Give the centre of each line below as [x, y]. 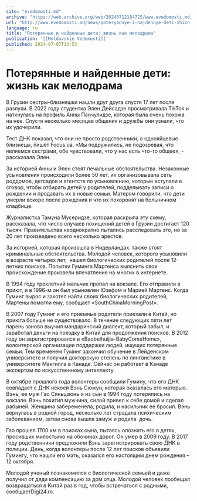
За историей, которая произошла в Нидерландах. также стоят [84, 247]
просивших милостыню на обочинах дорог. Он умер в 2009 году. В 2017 [97, 436]
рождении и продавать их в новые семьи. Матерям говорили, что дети [96, 193]
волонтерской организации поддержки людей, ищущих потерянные [92, 345]
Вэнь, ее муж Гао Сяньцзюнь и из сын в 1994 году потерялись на [88, 394]
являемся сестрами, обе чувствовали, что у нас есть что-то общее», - [95, 151]
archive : [17, 17]
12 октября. [21, 461]
